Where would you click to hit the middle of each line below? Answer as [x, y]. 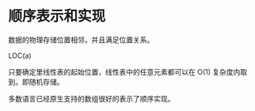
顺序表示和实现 [57, 16]
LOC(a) [20, 55]
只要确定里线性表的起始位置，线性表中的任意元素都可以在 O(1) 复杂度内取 [128, 71]
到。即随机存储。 [36, 82]
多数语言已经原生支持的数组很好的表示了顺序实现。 [91, 98]
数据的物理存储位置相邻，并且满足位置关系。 [81, 40]
